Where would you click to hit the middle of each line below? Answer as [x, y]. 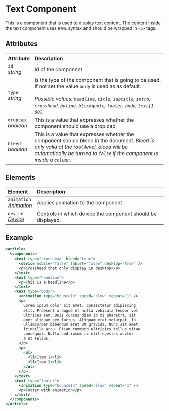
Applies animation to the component [79, 202]
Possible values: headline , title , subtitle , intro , [93, 99]
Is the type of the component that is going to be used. [98, 80]
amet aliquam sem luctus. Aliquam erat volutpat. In [80, 320]
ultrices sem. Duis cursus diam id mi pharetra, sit [80, 315]
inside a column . [53, 160]
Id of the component [59, 69]
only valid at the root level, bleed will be [81, 147]
